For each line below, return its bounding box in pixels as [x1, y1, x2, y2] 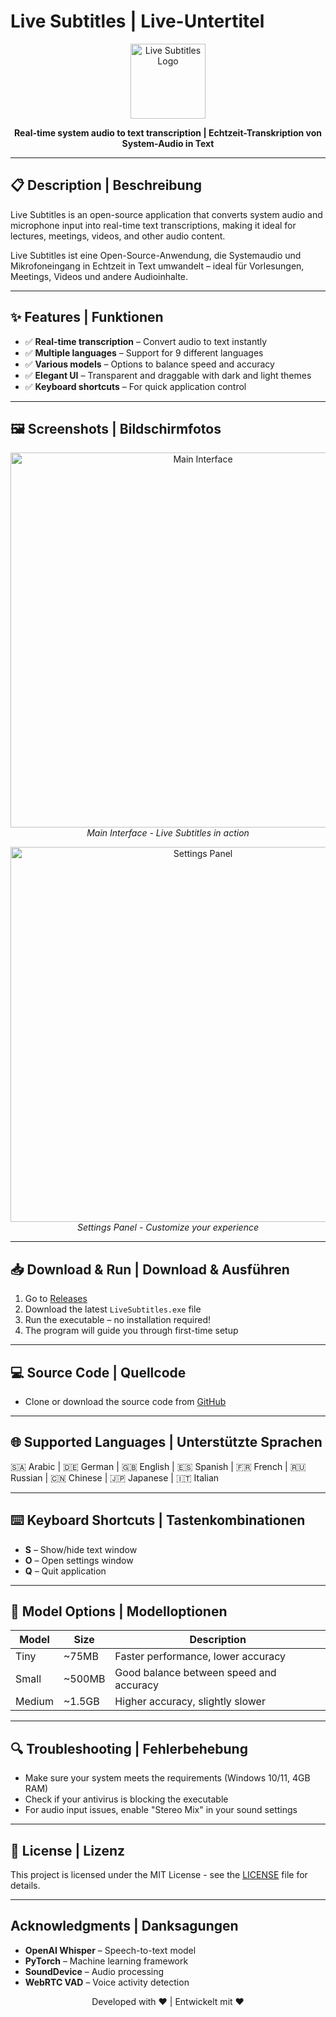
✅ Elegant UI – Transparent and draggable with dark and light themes [24, 369, 312, 381]
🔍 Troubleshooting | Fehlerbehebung [10, 1740, 248, 1757]
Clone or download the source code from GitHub [24, 1396, 227, 1407]
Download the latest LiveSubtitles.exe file [24, 1303, 202, 1315]
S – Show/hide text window [24, 1543, 138, 1555]
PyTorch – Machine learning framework [24, 1955, 189, 1967]
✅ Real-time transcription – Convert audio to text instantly [24, 335, 268, 347]
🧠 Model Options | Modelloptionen [10, 1603, 228, 1620]
